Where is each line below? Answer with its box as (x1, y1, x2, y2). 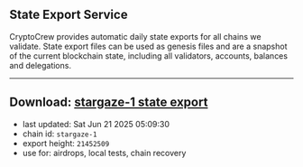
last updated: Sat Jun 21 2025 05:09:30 (22, 118, 170, 129)
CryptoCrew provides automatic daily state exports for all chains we (9, 31, 262, 42)
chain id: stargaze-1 (22, 128, 97, 139)
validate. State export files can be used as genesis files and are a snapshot (9, 41, 288, 51)
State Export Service (9, 7, 128, 23)
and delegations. (9, 60, 72, 70)
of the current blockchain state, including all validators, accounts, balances (9, 50, 289, 61)
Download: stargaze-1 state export (9, 95, 208, 110)
